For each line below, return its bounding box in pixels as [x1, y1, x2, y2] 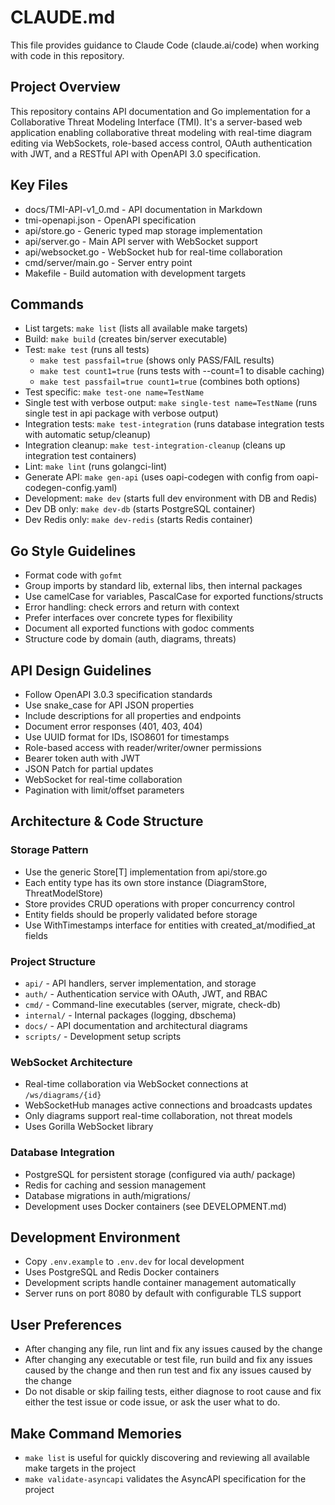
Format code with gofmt [24, 569, 123, 581]
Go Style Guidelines [10, 542, 137, 560]
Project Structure [10, 954, 96, 968]
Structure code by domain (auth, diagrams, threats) [24, 633, 237, 645]
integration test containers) [24, 450, 137, 462]
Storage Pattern [10, 843, 89, 857]
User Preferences [10, 1316, 122, 1333]
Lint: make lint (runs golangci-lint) [24, 461, 168, 473]
